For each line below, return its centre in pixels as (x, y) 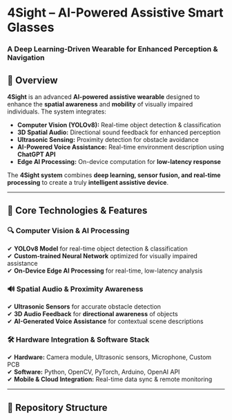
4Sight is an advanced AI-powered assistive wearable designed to (104, 97)
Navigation (26, 58)
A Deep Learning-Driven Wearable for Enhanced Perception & (113, 49)
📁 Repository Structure (57, 407)
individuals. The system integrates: (57, 111)
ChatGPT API (36, 154)
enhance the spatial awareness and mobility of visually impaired (100, 104)
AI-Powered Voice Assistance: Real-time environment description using (120, 147)
